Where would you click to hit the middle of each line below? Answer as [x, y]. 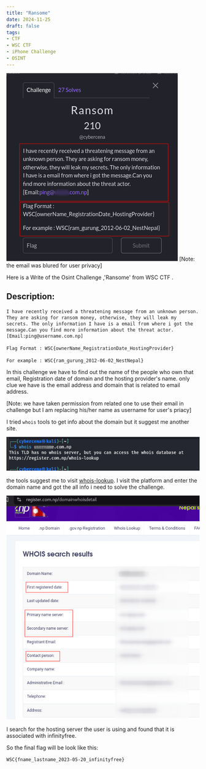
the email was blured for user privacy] [54, 265]
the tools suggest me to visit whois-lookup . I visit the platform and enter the [102, 481]
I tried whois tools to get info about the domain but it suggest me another [98, 422]
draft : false [23, 26]
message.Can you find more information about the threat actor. [90, 330]
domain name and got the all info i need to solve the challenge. [86, 487]
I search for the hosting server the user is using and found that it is [90, 729]
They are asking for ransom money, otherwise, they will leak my [91, 318]
